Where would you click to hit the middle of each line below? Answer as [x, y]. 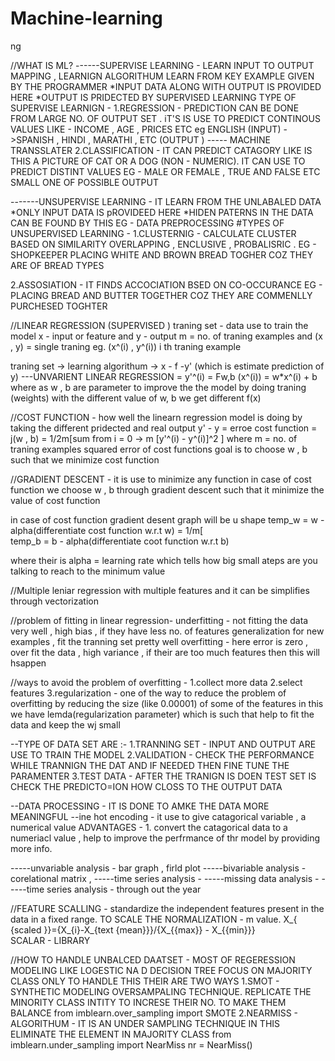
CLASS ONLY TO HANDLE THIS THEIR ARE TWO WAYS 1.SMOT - [145, 981]
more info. [31, 848]
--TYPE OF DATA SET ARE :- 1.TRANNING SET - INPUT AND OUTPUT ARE [163, 744]
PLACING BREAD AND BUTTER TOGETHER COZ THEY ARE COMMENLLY [161, 295]
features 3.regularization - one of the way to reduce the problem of [148, 693]
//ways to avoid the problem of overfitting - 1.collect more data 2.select [156, 682]
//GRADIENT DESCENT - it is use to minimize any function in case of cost [161, 479]
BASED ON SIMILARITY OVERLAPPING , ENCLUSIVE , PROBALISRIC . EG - [163, 244]
